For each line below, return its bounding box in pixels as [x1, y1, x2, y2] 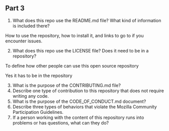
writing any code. [12, 93, 49, 99]
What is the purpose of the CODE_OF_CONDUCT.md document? [12, 98, 146, 104]
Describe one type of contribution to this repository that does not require [12, 88, 164, 94]
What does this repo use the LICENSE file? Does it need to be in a [12, 47, 149, 53]
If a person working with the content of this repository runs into [12, 114, 144, 120]
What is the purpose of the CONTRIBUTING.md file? [12, 82, 121, 88]
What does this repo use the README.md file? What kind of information [12, 17, 161, 23]
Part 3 [5, 4, 25, 13]
